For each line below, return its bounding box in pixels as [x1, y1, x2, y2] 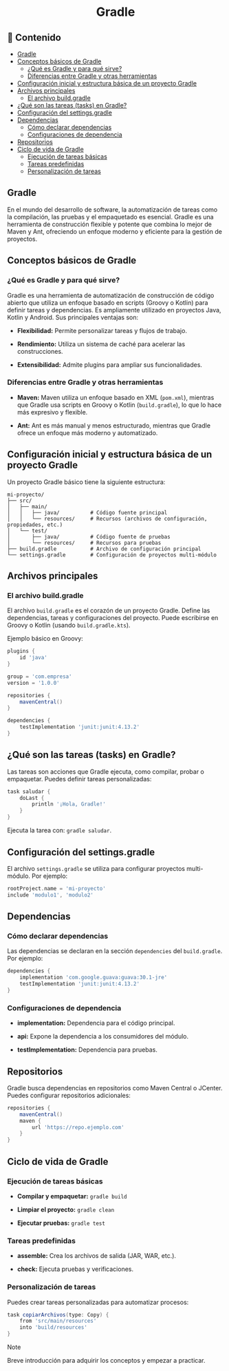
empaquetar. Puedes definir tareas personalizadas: [7, 774, 152, 783]
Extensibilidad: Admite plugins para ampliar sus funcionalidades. [17, 360, 203, 369]
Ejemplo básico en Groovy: [7, 634, 84, 643]
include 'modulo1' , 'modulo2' [7, 891, 94, 899]
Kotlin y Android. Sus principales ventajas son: [7, 313, 139, 321]
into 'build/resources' [19, 1324, 88, 1331]
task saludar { [7, 788, 51, 795]
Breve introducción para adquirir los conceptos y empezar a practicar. [7, 1357, 206, 1364]
